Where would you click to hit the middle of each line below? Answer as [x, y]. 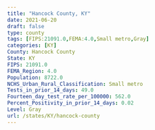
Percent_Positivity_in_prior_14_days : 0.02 [71, 103]
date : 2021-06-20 [32, 20]
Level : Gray [24, 109]
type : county [26, 33]
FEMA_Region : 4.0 [32, 71]
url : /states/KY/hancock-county [53, 116]
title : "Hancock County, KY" [49, 13]
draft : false [26, 26]
